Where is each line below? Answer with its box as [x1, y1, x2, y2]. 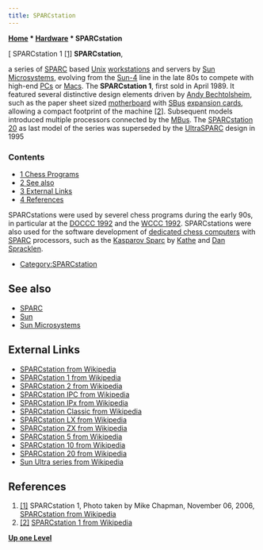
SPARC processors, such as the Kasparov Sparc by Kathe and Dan [8, 235, 226, 244]
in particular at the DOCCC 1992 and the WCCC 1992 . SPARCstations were [8, 218, 252, 228]
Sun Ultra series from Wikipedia [19, 457, 124, 467]
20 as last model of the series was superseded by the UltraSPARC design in [8, 123, 256, 133]
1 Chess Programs [19, 169, 79, 179]
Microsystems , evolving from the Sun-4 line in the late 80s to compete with [8, 72, 254, 82]
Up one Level [8, 533, 52, 543]
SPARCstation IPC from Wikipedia [19, 390, 130, 399]
